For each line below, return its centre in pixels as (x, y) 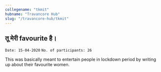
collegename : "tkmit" (27, 9)
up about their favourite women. (37, 65)
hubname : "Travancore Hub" (33, 14)
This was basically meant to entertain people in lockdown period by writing (81, 59)
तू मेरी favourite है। (31, 38)
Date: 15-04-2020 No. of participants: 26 (48, 51)
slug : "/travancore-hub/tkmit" (37, 18)
